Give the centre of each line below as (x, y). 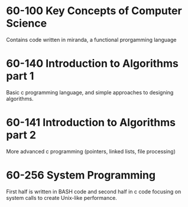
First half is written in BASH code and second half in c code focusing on (94, 191)
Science (27, 23)
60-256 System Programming (81, 175)
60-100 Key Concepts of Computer (94, 11)
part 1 (20, 76)
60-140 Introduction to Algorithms (92, 64)
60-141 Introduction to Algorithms (91, 123)
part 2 (21, 135)
